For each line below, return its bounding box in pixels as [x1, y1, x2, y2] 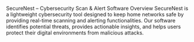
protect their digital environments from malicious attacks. [6, 29, 144, 36]
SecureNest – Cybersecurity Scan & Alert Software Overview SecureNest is [6, 5, 189, 12]
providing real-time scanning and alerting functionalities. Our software [6, 17, 176, 24]
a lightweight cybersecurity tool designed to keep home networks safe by [6, 11, 184, 18]
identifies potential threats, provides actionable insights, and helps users [6, 23, 181, 30]
